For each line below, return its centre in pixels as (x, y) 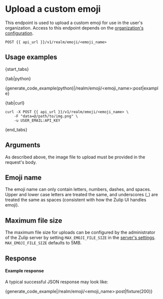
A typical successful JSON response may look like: (57, 282)
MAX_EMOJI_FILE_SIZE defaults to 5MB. (44, 243)
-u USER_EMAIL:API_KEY (37, 120)
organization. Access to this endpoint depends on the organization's (74, 28)
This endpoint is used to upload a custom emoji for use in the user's (74, 23)
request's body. (21, 162)
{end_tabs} (16, 129)
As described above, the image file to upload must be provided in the (75, 157)
